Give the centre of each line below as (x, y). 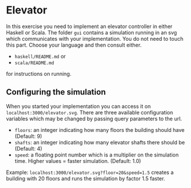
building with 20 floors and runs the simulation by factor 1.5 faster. (86, 178)
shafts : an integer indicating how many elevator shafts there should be (100, 142)
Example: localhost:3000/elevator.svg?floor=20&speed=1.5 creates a (90, 172)
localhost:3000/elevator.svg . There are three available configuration (90, 112)
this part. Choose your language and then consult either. (74, 45)
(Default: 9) (28, 136)
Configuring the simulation (56, 92)
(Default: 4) (28, 148)
